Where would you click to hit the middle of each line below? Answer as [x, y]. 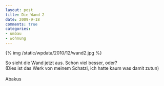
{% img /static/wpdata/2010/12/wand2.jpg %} [54, 53]
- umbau [14, 34]
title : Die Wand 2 [25, 15]
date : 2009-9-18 [23, 19]
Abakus [13, 79]
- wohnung [16, 39]
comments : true [22, 24]
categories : [18, 29]
